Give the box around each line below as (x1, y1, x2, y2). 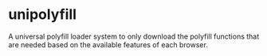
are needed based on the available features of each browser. (8, 39, 209, 49)
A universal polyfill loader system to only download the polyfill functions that (8, 32, 260, 41)
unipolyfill (8, 6, 77, 24)
